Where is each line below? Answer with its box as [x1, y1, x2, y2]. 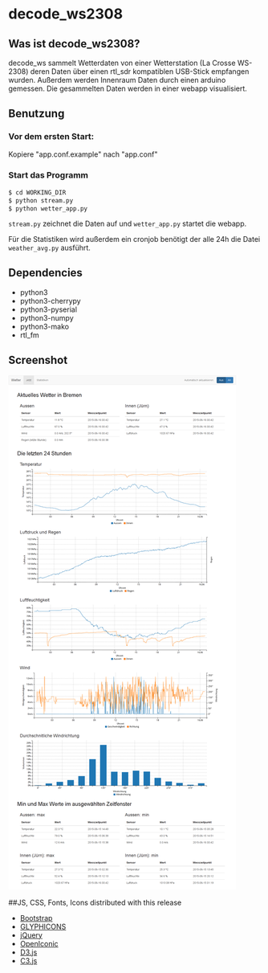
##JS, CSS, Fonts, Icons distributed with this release [8, 897, 182, 907]
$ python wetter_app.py [8, 204, 88, 213]
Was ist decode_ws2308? [8, 37, 140, 51]
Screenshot [8, 354, 68, 367]
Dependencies [8, 266, 83, 280]
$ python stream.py [8, 196, 74, 205]
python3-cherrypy [19, 296, 82, 305]
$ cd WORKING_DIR [8, 188, 67, 197]
